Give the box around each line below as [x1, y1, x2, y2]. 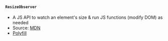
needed [12, 20, 29, 26]
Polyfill [12, 30, 27, 36]
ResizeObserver [5, 4, 37, 9]
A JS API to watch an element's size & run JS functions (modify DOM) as [12, 14, 163, 20]
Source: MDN [12, 25, 41, 31]
